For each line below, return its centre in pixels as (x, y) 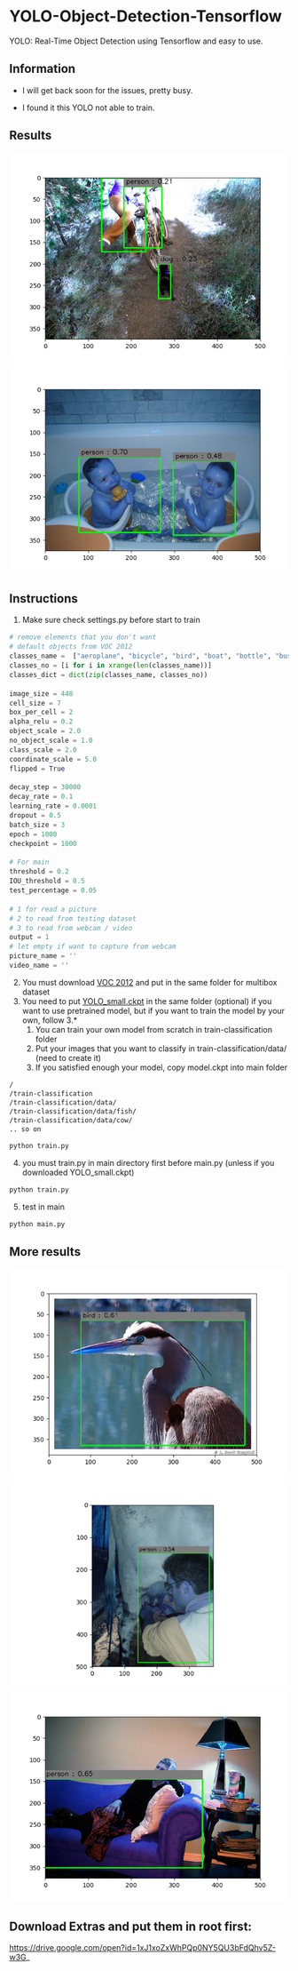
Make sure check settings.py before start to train (111, 620)
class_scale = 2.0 (43, 750)
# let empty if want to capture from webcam (93, 947)
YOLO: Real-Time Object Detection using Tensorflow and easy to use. (136, 41)
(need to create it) (68, 1057)
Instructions (43, 598)
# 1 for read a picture (53, 909)
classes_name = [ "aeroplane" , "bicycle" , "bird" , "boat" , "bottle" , (141, 656)
